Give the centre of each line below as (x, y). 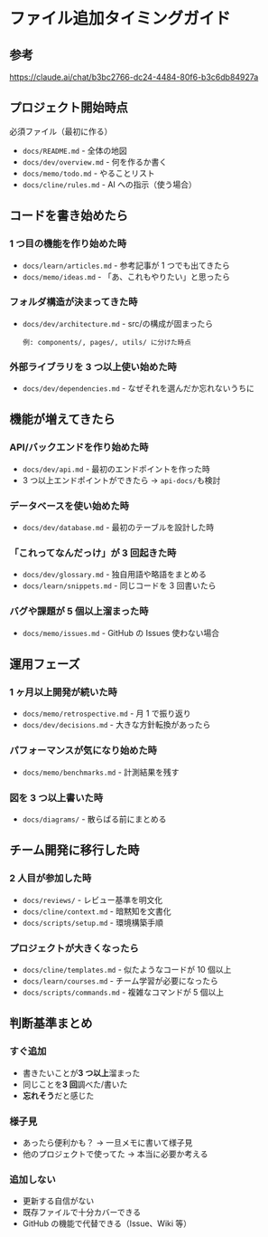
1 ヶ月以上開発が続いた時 (63, 691)
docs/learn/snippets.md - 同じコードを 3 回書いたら (119, 585)
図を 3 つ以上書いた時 (56, 797)
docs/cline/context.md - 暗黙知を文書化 (97, 911)
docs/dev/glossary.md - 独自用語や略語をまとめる (115, 575)
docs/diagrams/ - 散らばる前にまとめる (94, 819)
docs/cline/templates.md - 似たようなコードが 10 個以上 (127, 969)
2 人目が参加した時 (51, 879)
